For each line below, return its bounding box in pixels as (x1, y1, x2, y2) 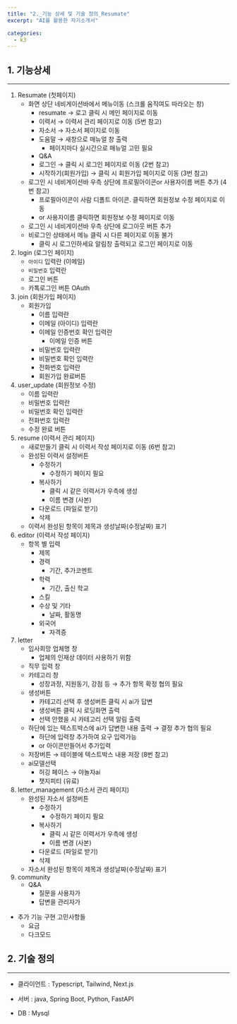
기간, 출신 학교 (49, 584, 90, 593)
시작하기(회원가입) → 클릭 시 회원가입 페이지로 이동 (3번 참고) (38, 169, 208, 177)
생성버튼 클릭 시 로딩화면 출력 (38, 706, 120, 715)
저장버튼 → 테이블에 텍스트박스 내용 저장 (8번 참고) (28, 750, 169, 759)
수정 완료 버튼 (28, 425, 66, 434)
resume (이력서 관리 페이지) (17, 434, 95, 442)
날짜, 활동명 (49, 610, 82, 619)
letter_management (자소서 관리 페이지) (17, 785, 130, 794)
